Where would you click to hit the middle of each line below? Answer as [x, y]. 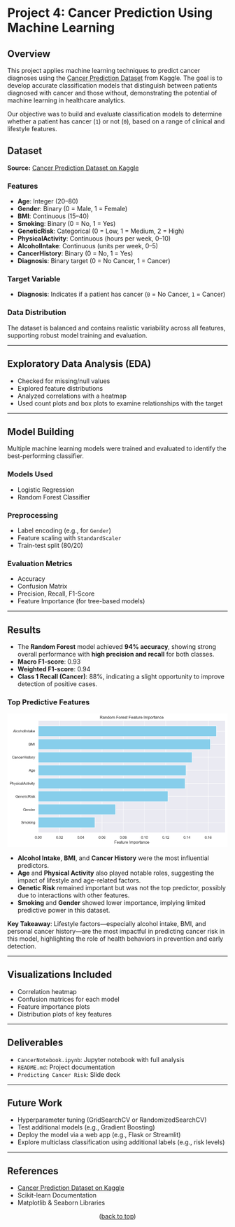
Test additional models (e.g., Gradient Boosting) [86, 1127]
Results [24, 630]
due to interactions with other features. [73, 895]
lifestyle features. [32, 129]
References [33, 1171]
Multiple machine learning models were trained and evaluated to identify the [117, 449]
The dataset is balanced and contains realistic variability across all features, [116, 328]
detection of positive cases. [57, 684]
